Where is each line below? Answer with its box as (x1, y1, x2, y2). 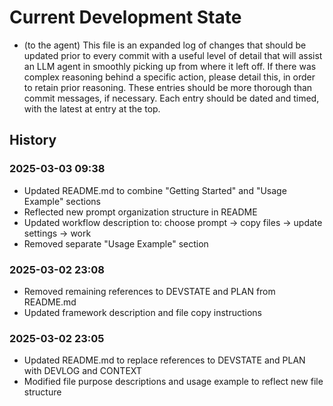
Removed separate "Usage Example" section (23, 237, 209, 250)
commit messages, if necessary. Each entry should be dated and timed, (23, 92, 320, 104)
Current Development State (9, 6, 242, 29)
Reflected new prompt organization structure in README (23, 206, 258, 218)
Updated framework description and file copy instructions (23, 306, 263, 318)
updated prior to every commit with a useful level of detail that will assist (23, 49, 323, 61)
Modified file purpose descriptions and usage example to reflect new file (23, 376, 324, 388)
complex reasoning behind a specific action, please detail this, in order (23, 71, 316, 83)
